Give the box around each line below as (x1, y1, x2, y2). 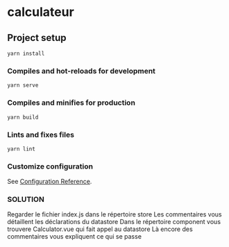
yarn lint (7, 145, 36, 153)
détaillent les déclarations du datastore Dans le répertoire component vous (7, 218, 221, 226)
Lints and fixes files (7, 130, 75, 139)
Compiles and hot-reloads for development (7, 66, 156, 76)
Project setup (7, 32, 67, 44)
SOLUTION (7, 195, 45, 205)
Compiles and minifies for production (7, 98, 135, 108)
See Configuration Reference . (7, 178, 92, 186)
